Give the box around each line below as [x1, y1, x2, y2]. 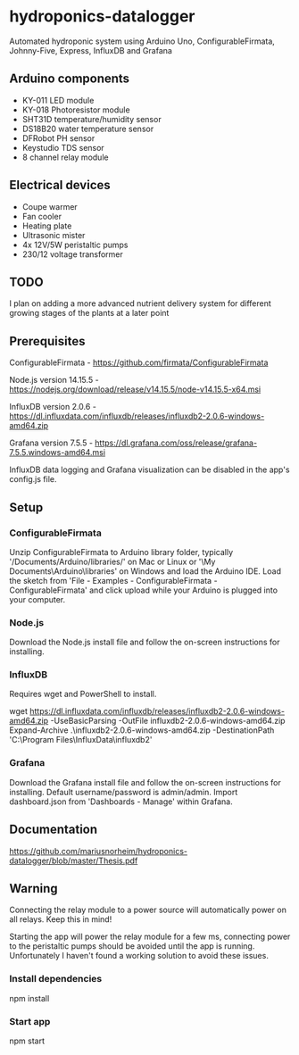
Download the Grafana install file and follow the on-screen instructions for [9, 777, 281, 787]
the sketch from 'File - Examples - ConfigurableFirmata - [9, 575, 218, 586]
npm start [9, 1035, 46, 1046]
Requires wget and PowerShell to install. [9, 689, 157, 700]
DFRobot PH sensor [21, 132, 96, 144]
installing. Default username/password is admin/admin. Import [9, 786, 238, 797]
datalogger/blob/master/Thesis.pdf [9, 855, 138, 866]
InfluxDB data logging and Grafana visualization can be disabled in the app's [9, 464, 290, 475]
